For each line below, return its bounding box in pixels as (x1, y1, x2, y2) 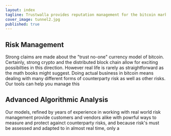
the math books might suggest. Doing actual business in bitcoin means (5, 70, 154, 76)
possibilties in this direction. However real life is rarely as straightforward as (5, 64, 164, 71)
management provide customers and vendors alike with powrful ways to (5, 114, 157, 120)
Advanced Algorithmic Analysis (5, 95, 108, 104)
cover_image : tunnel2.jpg (5, 17, 60, 22)
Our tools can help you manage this (5, 81, 80, 87)
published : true (5, 21, 40, 27)
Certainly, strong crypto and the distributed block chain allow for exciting (5, 59, 158, 65)
